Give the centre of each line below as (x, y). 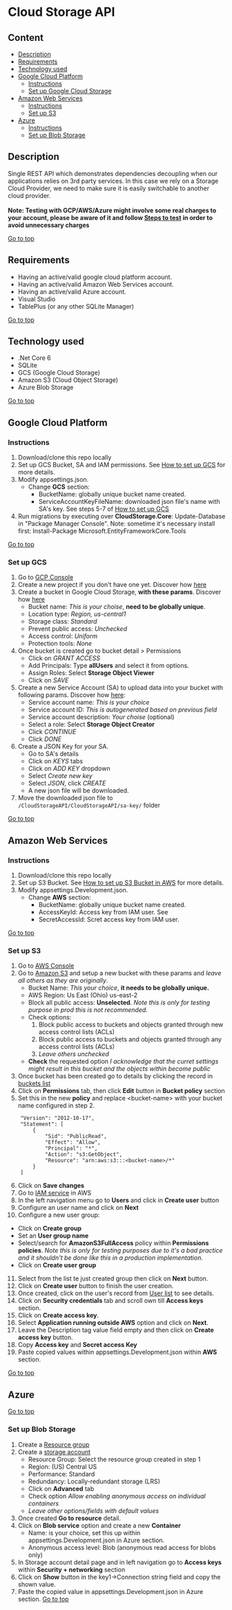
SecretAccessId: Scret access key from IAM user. (109, 920)
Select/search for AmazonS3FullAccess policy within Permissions (113, 1243)
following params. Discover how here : (72, 695)
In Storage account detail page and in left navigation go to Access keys (119, 1562)
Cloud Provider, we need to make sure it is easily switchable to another (109, 188)
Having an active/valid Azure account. (72, 291)
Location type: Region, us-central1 (77, 614)
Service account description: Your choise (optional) (101, 717)
